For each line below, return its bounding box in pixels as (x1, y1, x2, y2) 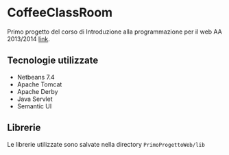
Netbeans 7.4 (16, 73, 55, 81)
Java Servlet (16, 95, 53, 103)
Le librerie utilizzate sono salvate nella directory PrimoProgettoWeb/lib (7, 140, 206, 148)
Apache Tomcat (16, 80, 62, 88)
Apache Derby (16, 87, 58, 95)
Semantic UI (16, 102, 52, 110)
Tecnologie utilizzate (7, 55, 99, 67)
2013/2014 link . (7, 34, 50, 43)
